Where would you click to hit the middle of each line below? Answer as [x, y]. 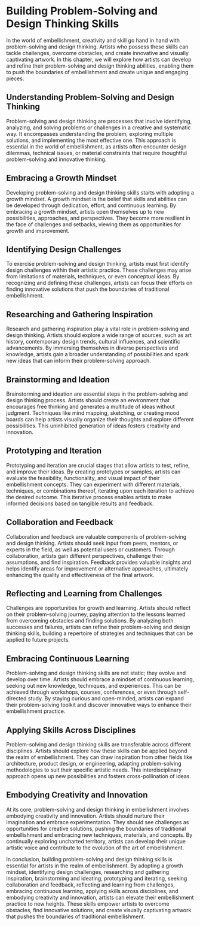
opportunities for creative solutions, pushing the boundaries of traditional [96, 828]
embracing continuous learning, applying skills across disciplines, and [92, 891]
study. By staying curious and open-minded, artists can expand [106, 699]
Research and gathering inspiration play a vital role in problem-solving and [98, 329]
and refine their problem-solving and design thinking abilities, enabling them [100, 66]
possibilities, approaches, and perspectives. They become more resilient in [99, 218]
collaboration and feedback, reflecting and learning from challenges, [90, 885]
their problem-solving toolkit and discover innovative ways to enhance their [99, 705]
